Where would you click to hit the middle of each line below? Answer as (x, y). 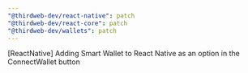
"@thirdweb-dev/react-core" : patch (68, 23)
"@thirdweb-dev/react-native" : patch (71, 16)
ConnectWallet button (44, 62)
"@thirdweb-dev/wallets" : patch (62, 30)
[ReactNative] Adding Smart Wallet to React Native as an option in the (124, 54)
